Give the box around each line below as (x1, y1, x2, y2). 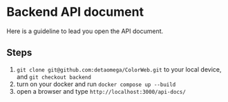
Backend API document (6, 4, 144, 20)
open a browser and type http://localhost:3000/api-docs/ (16, 87, 186, 95)
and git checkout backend (16, 72, 91, 81)
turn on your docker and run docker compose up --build (16, 80, 176, 88)
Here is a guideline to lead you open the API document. (6, 27, 164, 35)
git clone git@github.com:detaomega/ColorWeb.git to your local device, (16, 65, 222, 73)
